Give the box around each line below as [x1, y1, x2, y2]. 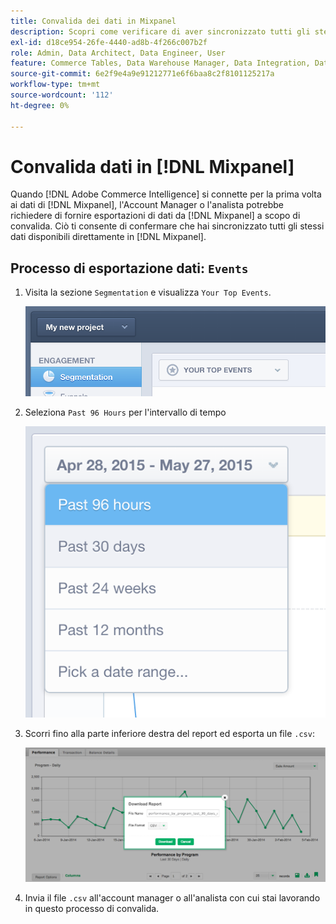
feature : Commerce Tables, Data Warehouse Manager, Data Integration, [10, 58, 311, 69]
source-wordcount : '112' [10, 90, 114, 100]
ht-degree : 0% [10, 100, 70, 110]
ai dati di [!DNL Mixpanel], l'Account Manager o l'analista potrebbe [10, 199, 285, 211]
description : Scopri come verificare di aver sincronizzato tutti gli [10, 26, 311, 37]
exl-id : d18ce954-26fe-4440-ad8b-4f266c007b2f [10, 37, 208, 47]
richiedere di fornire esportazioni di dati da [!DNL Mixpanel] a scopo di [10, 210, 301, 222]
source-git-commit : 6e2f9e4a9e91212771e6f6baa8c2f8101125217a [10, 69, 275, 79]
